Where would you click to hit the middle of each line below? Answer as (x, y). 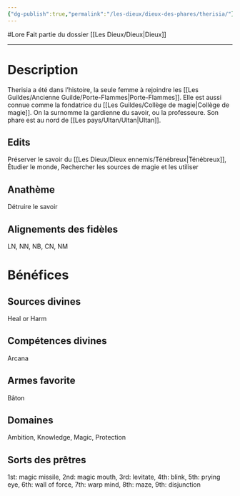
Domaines (30, 421)
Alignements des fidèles (63, 229)
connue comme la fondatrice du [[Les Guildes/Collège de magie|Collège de (119, 105)
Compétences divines (57, 341)
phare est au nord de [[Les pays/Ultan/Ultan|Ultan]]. (84, 120)
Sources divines (44, 302)
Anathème (31, 189)
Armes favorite (41, 381)
